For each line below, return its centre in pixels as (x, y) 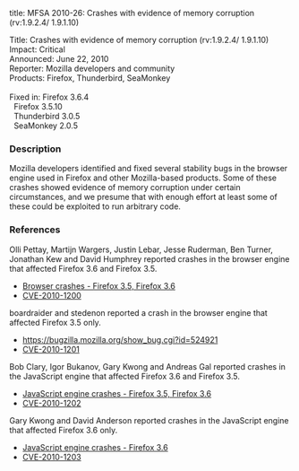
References (35, 230)
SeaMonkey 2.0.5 (46, 126)
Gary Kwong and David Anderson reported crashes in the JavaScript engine (149, 420)
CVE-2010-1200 (52, 295)
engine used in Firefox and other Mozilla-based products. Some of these (143, 178)
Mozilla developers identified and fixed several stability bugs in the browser (149, 169)
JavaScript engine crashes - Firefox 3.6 (95, 447)
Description (35, 149)
